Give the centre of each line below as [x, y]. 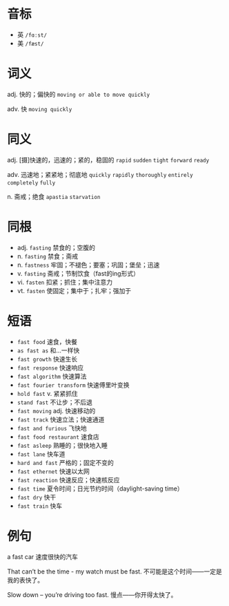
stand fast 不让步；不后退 [55, 402]
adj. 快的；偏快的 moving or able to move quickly [79, 94]
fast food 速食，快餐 [47, 341]
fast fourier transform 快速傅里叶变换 [73, 385]
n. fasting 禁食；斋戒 [48, 256]
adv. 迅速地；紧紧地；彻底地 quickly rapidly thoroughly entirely [100, 174]
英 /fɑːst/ [32, 35]
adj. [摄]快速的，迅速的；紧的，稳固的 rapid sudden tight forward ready [108, 160]
